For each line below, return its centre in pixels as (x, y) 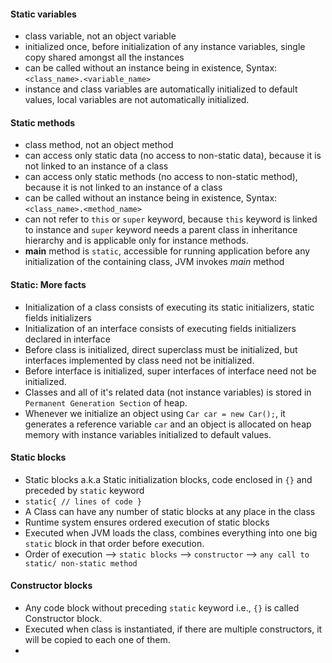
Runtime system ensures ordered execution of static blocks (147, 522)
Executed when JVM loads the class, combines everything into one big (171, 532)
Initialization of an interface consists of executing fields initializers (160, 328)
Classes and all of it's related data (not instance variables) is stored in (168, 392)
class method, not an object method (99, 145)
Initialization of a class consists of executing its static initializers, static (169, 307)
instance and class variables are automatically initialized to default (161, 89)
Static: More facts (48, 284)
